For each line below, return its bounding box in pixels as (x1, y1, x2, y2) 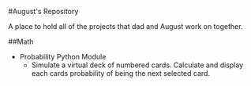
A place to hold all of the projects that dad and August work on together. (8, 22, 243, 30)
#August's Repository (8, 7, 79, 16)
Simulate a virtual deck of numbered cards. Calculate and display (31, 60, 244, 70)
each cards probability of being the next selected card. (31, 69, 211, 77)
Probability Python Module (19, 52, 107, 61)
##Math (8, 37, 34, 46)
